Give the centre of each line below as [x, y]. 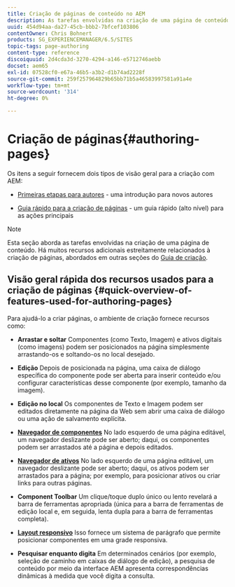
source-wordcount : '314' [43, 92]
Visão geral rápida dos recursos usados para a [111, 280]
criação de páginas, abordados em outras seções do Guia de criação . [108, 257]
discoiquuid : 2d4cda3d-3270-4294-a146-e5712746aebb [84, 60]
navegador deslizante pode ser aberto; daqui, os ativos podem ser [113, 468]
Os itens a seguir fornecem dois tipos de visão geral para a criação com [111, 173]
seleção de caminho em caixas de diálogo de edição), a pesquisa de [116, 560]
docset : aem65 [28, 66]
